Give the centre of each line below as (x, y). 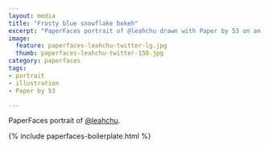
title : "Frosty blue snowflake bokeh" (73, 23)
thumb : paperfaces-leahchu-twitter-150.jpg (89, 53)
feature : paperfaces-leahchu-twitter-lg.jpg (91, 46)
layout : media (32, 16)
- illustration (34, 83)
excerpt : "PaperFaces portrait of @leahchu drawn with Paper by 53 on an (135, 31)
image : (19, 38)
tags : (17, 68)
